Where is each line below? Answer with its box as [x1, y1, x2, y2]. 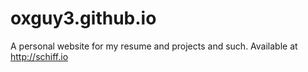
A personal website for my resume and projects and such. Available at [10, 40, 298, 52]
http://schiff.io [10, 50, 69, 62]
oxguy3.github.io [10, 7, 157, 30]
